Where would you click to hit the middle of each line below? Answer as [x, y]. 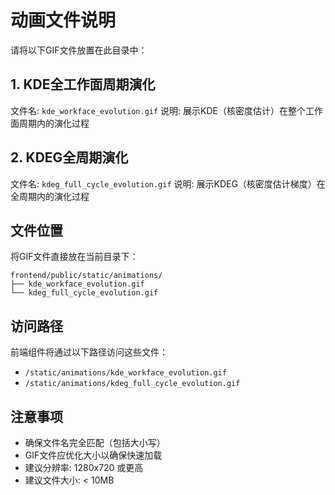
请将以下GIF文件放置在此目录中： [79, 50]
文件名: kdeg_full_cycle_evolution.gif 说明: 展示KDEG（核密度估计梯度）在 [168, 183]
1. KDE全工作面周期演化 [83, 84]
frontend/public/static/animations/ [86, 276]
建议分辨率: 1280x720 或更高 [84, 467]
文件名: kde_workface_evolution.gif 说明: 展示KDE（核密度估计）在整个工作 [166, 110]
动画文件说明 [63, 20]
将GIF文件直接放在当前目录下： [74, 257]
